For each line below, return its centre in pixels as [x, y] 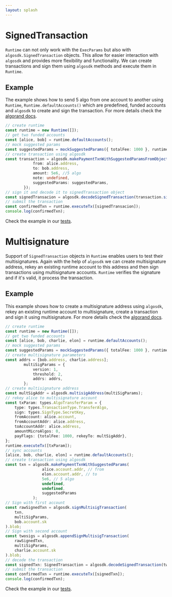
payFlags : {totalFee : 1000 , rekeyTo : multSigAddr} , [71, 436]
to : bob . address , [51, 169]
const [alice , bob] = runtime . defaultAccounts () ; [59, 140]
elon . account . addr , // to [69, 474]
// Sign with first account [35, 503]
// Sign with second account [36, 531]
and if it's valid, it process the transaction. [49, 278]
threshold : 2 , [48, 374]
